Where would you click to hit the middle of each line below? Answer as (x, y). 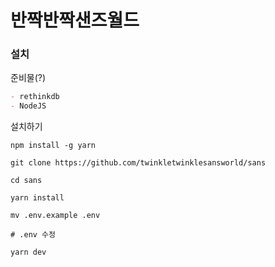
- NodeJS (28, 106)
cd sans (26, 181)
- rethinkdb (35, 97)
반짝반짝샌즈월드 (75, 20)
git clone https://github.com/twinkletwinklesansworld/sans (138, 163)
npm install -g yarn (53, 146)
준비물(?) (28, 78)
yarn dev (28, 252)
